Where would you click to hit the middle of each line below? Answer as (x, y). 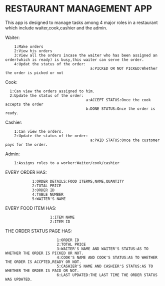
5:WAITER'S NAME (49, 199)
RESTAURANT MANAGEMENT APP (79, 9)
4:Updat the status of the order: (50, 64)
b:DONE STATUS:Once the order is (120, 109)
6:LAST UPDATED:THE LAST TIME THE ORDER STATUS (107, 275)
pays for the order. (27, 144)
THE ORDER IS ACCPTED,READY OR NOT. (43, 262)
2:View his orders (33, 51)
